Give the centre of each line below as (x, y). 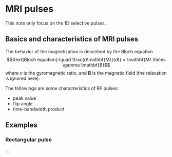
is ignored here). (23, 78)
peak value (24, 98)
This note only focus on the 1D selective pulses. (56, 23)
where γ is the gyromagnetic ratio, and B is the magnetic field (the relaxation (86, 73)
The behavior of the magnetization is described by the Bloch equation (79, 51)
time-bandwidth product (39, 109)
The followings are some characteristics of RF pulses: (62, 88)
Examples (21, 125)
